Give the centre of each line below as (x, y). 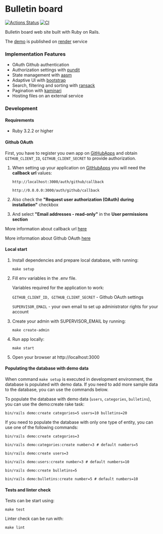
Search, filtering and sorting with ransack (54, 85)
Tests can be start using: (30, 501)
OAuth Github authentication (41, 65)
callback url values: (32, 173)
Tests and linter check (28, 490)
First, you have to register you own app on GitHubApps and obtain (71, 153)
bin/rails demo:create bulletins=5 (41, 470)
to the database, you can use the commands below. (57, 390)
